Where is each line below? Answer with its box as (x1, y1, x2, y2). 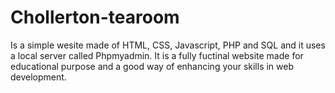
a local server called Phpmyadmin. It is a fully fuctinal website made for (10, 49, 304, 61)
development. (10, 71, 67, 83)
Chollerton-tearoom (10, 6, 180, 29)
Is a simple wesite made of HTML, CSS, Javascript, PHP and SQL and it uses (10, 39, 326, 51)
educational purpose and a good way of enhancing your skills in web (10, 60, 295, 72)
